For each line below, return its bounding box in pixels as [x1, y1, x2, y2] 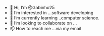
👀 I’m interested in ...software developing [9, 10, 94, 16]
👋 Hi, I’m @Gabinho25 [9, 5, 55, 10]
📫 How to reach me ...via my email [9, 26, 82, 31]
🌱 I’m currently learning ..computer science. [9, 15, 100, 20]
